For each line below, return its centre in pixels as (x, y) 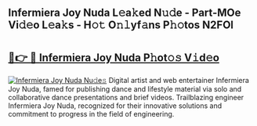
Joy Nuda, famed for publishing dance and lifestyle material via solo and (125, 89)
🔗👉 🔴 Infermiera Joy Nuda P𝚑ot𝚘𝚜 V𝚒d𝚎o (114, 58)
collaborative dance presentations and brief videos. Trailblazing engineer (126, 97)
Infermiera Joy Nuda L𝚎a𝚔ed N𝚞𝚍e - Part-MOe (125, 13)
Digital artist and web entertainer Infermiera (179, 80)
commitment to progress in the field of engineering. (91, 114)
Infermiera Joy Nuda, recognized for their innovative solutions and (115, 106)
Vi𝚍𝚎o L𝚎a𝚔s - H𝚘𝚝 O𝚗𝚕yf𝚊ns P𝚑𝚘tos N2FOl (121, 25)
